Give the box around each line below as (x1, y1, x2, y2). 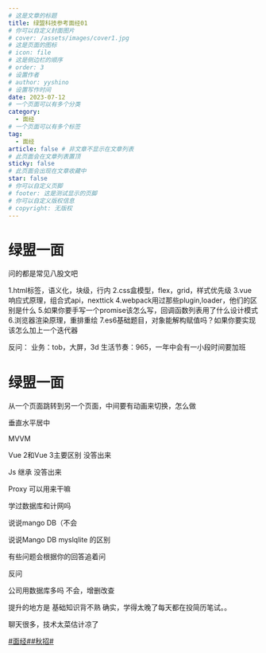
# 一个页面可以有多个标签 (8, 123, 81, 131)
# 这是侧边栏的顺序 (8, 57, 64, 65)
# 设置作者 (8, 71, 40, 79)
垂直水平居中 (8, 418, 50, 428)
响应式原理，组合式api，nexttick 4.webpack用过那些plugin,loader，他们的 (8, 295, 251, 305)
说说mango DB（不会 (8, 518, 78, 528)
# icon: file (8, 49, 52, 57)
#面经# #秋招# (8, 636, 54, 646)
